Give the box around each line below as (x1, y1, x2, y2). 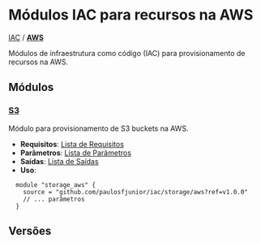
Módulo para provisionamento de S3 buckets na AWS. (8, 124, 189, 133)
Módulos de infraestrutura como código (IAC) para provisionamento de (8, 48, 246, 58)
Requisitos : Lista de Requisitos (19, 139, 124, 149)
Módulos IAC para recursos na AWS (8, 6, 254, 24)
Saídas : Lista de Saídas (19, 156, 99, 166)
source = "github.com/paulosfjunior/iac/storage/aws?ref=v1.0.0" (23, 188, 249, 196)
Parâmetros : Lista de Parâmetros (19, 148, 132, 158)
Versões (8, 224, 52, 238)
